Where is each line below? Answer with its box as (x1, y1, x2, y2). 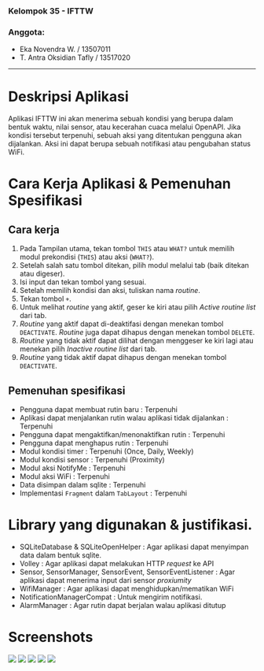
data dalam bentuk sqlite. (19, 550, 102, 560)
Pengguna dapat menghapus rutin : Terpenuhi (19, 438, 169, 447)
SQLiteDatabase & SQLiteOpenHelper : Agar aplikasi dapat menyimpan (19, 542, 249, 551)
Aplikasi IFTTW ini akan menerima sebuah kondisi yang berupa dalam (8, 114, 233, 124)
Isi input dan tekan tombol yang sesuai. (19, 277, 147, 287)
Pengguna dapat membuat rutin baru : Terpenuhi (19, 404, 178, 414)
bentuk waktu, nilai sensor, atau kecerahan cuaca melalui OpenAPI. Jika (8, 122, 241, 132)
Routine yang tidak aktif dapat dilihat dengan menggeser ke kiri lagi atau (19, 336, 254, 346)
